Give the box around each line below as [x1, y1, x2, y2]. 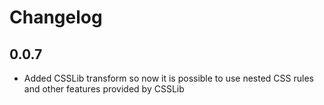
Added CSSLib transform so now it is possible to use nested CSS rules [23, 72, 314, 84]
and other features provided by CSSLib [23, 83, 185, 95]
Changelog [9, 6, 103, 29]
